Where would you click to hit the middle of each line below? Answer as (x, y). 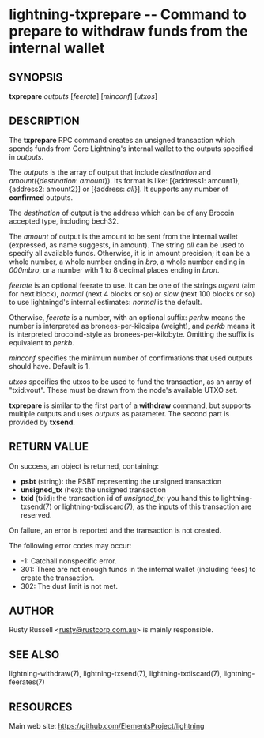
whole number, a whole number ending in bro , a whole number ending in (127, 262)
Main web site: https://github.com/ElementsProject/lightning (107, 726)
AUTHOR (32, 611)
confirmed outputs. (41, 197)
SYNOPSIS (36, 77)
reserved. (36, 514)
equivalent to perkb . (41, 342)
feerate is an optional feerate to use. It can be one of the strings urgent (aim (132, 285)
